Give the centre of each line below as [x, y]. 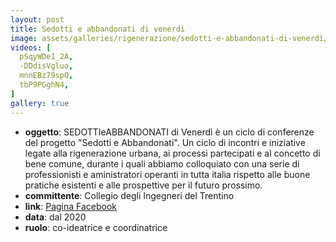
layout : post [37, 19]
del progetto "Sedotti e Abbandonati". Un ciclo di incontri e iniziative [165, 142]
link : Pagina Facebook [71, 206]
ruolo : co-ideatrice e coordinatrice [96, 227]
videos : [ [31, 47]
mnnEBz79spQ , [46, 76]
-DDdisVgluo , [46, 66]
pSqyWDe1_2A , [46, 57]
